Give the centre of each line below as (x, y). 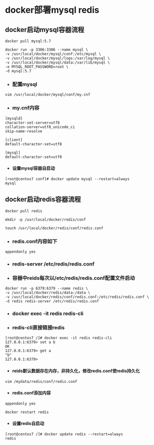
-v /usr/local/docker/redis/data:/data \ (48, 293)
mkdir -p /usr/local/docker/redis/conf (46, 220)
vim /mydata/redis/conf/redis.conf (41, 381)
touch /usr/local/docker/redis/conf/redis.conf (54, 228)
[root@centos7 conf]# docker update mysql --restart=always (67, 179)
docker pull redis (24, 211)
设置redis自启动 (28, 423)
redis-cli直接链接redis (38, 327)
